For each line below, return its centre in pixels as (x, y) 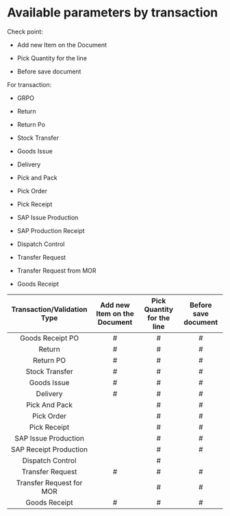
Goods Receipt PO (49, 338)
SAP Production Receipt (51, 230)
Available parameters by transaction (113, 13)
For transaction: (29, 84)
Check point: (25, 32)
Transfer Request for (49, 482)
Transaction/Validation (49, 309)
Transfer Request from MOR (57, 270)
